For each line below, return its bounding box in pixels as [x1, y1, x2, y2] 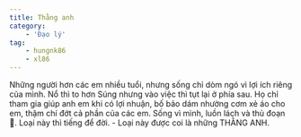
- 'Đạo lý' [25, 30, 66, 39]
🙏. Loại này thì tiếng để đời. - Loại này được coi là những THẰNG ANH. [9, 117, 270, 128]
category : [9, 21, 47, 30]
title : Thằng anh [9, 13, 75, 22]
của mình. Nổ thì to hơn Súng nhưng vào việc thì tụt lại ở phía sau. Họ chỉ [9, 89, 279, 99]
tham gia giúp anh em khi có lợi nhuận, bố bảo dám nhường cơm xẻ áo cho [9, 98, 286, 108]
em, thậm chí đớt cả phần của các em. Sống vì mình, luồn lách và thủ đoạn [9, 108, 286, 118]
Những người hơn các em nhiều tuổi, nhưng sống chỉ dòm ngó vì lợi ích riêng [9, 80, 293, 90]
